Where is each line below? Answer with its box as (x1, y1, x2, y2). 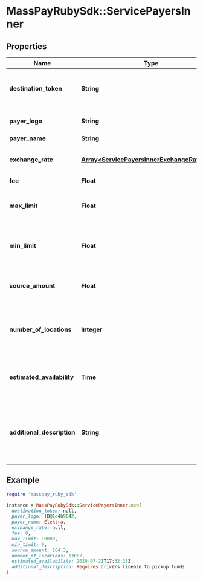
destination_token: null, (11, 508, 77, 514)
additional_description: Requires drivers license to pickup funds (11, 564, 185, 570)
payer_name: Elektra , (11, 519, 66, 525)
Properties (6, 41, 47, 51)
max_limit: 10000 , (11, 536, 59, 542)
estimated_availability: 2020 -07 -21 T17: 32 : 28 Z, (11, 558, 134, 565)
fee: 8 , (11, 530, 31, 536)
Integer (81, 325, 103, 334)
